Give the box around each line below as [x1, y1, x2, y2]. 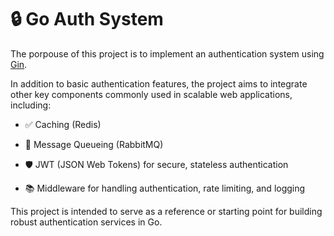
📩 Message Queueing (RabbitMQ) [24, 138, 164, 150]
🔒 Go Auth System [10, 8, 164, 31]
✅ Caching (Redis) [24, 118, 102, 130]
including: [10, 99, 52, 111]
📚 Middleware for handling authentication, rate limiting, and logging [24, 182, 306, 194]
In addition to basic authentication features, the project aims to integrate [10, 77, 308, 90]
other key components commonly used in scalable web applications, [10, 88, 293, 100]
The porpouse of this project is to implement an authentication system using [10, 47, 325, 60]
